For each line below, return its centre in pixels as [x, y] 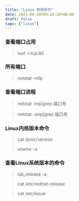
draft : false [19, 19]
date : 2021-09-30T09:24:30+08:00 [40, 14]
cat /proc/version [35, 139]
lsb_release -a [32, 174]
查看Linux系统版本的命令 [35, 163]
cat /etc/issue [31, 193]
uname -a [27, 149]
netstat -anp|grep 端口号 [42, 114]
